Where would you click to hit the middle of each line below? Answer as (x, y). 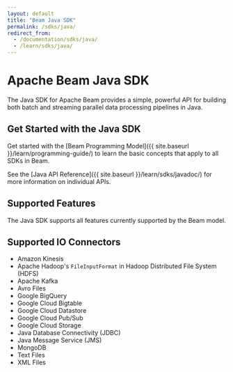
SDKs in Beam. (29, 160)
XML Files (32, 362)
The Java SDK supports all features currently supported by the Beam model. (116, 220)
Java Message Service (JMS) (59, 340)
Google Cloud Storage (49, 325)
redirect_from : (29, 33)
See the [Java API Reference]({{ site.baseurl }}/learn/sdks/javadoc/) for (110, 174)
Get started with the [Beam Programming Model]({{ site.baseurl (98, 146)
